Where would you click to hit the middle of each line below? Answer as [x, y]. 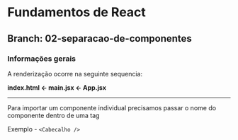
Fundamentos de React [77, 12]
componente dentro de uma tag [53, 115]
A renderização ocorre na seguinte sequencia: [75, 74]
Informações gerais [42, 59]
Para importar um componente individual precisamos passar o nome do [112, 107]
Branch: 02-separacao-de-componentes [100, 39]
